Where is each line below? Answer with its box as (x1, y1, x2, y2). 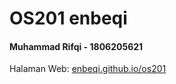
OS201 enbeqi (9, 7, 128, 30)
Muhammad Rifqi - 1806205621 (9, 40, 144, 52)
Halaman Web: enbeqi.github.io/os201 (9, 63, 167, 75)
